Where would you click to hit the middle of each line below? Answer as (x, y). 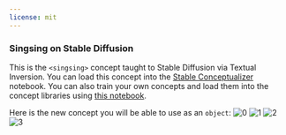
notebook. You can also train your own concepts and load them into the (139, 86)
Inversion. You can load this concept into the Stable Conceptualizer (132, 77)
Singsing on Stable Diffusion (71, 48)
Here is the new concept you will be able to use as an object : (120, 112)
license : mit (33, 17)
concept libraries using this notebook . (78, 95)
